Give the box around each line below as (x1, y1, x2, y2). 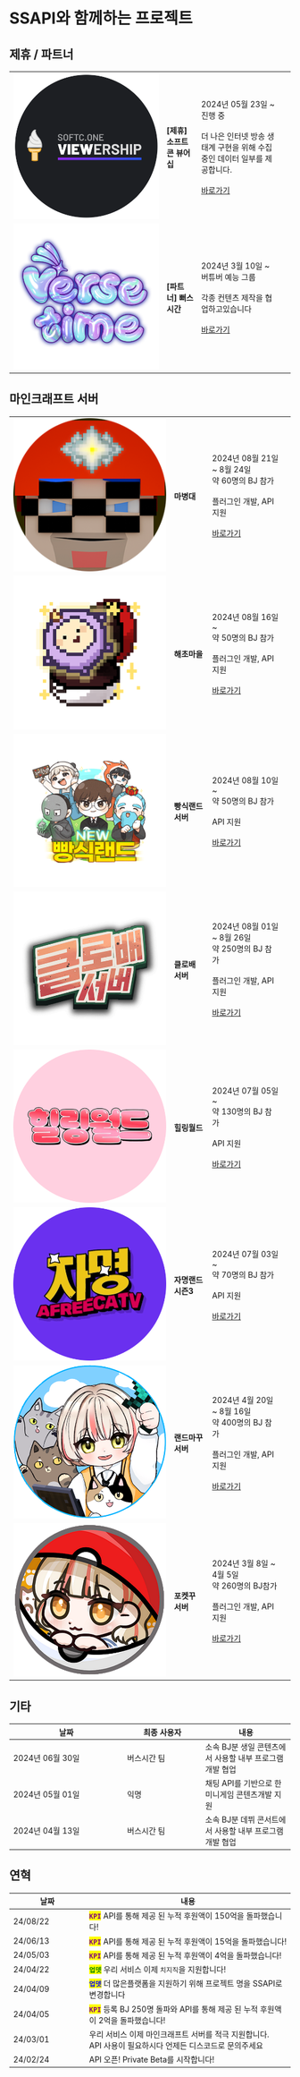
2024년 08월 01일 (212, 921, 279, 932)
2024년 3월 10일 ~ (200, 260, 271, 271)
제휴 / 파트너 (9, 47, 74, 62)
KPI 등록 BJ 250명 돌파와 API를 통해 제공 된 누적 (88, 2004, 259, 2014)
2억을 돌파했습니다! (97, 2014, 166, 2025)
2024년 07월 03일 (212, 1249, 279, 1260)
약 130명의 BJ (212, 1106, 263, 1117)
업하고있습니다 (200, 303, 252, 314)
